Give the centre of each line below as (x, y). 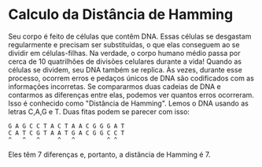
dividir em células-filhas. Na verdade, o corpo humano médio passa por (124, 53)
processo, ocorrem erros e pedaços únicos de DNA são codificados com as (131, 78)
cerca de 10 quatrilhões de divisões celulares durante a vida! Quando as (125, 61)
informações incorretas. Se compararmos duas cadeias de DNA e (115, 86)
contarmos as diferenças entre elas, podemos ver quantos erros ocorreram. (131, 95)
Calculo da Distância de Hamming (121, 15)
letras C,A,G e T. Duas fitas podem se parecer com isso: (99, 111)
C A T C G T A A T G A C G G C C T (66, 133)
